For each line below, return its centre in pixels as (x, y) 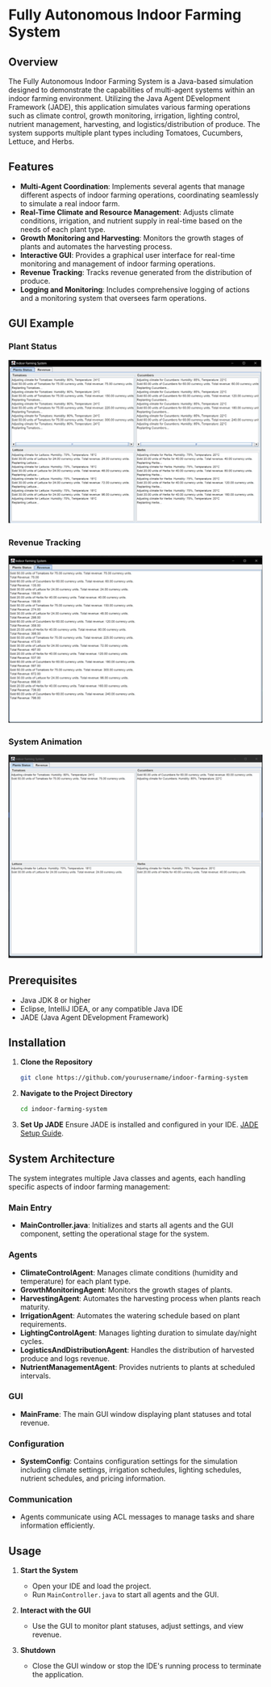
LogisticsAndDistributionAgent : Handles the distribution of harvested (137, 1350)
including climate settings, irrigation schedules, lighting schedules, (131, 1470)
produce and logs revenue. (65, 1358)
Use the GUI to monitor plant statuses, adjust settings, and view (138, 1626)
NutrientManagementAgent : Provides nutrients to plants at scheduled (138, 1367)
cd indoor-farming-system (63, 1110)
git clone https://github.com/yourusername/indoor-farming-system (134, 1078)
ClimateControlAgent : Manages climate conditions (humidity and (129, 1272)
